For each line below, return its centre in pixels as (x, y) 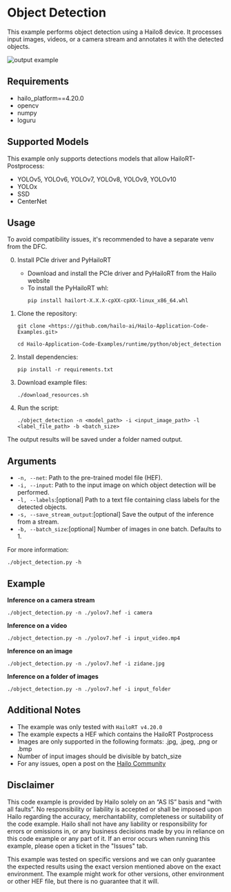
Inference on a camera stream (51, 600)
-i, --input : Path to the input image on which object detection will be (117, 485)
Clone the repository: (47, 314)
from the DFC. (27, 247)
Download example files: (52, 383)
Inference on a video (37, 625)
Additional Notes (44, 710)
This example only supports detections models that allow (88, 158)
